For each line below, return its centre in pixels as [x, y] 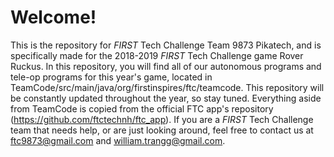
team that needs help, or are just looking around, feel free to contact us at [162, 130]
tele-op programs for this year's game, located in [111, 77]
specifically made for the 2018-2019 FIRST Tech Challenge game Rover [157, 55]
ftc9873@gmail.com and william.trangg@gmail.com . [118, 140]
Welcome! [53, 17]
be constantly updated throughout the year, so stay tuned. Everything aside [166, 98]
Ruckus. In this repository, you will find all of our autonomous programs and [166, 66]
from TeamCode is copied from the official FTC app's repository [142, 108]
